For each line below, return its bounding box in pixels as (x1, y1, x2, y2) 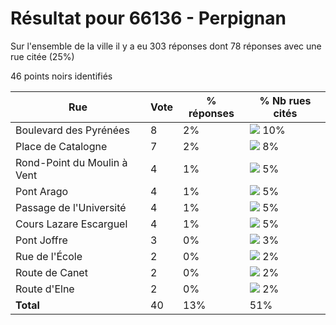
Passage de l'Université (15, 200, 127, 214)
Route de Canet (15, 265, 88, 279)
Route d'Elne (15, 282, 75, 296)
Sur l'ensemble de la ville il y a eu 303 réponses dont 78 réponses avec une (10, 40, 322, 52)
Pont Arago (15, 184, 69, 198)
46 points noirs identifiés (10, 70, 113, 82)
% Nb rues (259, 93, 312, 107)
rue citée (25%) (10, 50, 75, 62)
